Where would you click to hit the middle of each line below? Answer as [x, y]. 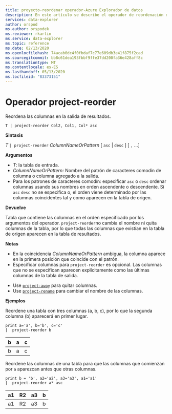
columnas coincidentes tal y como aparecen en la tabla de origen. [82, 197]
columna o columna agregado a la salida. [56, 176]
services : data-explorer [32, 19]
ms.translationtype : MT [31, 63]
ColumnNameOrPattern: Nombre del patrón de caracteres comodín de [87, 170]
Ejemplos [15, 301]
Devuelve [16, 208]
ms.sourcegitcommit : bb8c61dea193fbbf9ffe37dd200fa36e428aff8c [74, 58]
